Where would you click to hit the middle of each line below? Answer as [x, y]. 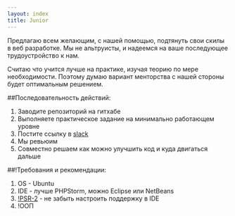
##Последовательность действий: [59, 97]
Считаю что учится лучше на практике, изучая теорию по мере [103, 69]
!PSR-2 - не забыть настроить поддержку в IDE [88, 198]
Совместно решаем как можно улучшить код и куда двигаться [113, 148]
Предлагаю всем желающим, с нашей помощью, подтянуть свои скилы [116, 40]
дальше [29, 156]
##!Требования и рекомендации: [57, 170]
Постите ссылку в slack [53, 134]
